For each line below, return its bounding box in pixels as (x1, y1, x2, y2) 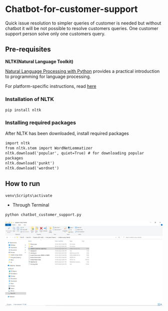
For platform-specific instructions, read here (5, 83, 96, 89)
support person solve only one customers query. (5, 30, 106, 36)
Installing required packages (5, 119, 76, 126)
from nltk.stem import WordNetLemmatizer (5, 146, 93, 151)
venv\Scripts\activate (5, 193, 52, 198)
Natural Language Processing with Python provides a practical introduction (5, 68, 160, 74)
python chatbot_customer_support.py (5, 212, 81, 217)
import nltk (5, 141, 30, 146)
